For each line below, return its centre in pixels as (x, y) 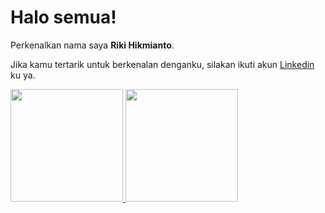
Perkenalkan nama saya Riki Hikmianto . (92, 45)
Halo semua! (63, 17)
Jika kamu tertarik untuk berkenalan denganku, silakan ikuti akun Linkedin (162, 64)
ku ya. (23, 75)
